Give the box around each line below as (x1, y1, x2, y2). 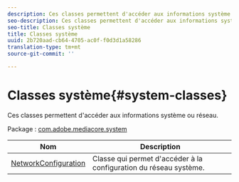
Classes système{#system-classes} (7, 87, 228, 103)
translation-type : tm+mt (7, 44, 81, 51)
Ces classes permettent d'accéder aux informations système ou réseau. (7, 111, 219, 119)
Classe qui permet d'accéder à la (92, 153, 203, 163)
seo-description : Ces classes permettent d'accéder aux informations (7, 17, 218, 24)
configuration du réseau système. (92, 162, 205, 172)
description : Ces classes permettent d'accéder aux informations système (7, 10, 231, 18)
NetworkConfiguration (11, 158, 86, 168)
